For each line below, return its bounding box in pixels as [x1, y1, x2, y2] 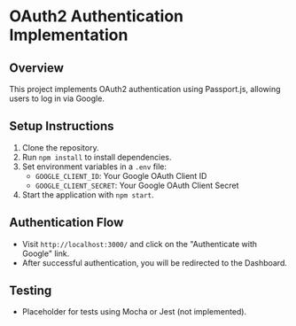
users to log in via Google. [9, 93, 105, 104]
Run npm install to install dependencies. [21, 151, 172, 162]
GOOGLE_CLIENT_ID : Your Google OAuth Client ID [35, 170, 207, 181]
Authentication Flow [9, 215, 124, 230]
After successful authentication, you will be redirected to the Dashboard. [21, 257, 288, 268]
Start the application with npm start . [21, 189, 154, 200]
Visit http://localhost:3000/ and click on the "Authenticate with [21, 238, 258, 249]
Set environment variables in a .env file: [21, 161, 167, 172]
